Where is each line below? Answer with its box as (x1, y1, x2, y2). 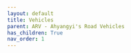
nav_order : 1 (7, 36, 45, 43)
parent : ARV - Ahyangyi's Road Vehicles (7, 23, 125, 30)
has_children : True (7, 29, 63, 36)
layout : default (7, 10, 54, 17)
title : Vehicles (7, 17, 54, 23)
